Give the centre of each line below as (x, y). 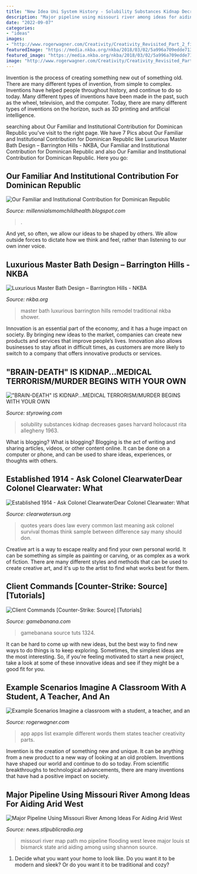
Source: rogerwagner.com (38, 722)
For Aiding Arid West (45, 804)
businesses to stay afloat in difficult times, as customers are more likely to (95, 347)
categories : (21, 28)
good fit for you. (26, 669)
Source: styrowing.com (34, 413)
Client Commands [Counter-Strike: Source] (87, 587)
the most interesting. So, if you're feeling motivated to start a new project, (95, 656)
